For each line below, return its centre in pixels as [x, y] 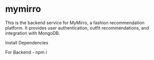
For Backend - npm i [26, 52]
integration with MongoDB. [33, 33]
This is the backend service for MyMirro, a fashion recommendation [75, 23]
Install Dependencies [27, 42]
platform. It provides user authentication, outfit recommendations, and [77, 28]
